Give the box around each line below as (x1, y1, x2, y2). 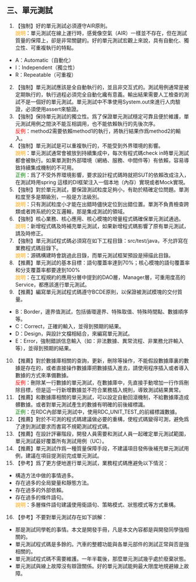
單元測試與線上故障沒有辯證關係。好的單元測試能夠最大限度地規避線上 (15, 562, 184, 569)
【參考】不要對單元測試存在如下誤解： (15, 514, 107, 521)
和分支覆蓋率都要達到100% (15, 266, 80, 273)
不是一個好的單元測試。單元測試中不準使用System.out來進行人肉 (20, 98, 176, 105)
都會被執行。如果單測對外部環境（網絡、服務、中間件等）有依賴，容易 (15, 157, 184, 164)
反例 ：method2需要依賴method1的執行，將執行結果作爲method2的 (15, 128, 176, 135)
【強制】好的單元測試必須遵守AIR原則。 (15, 22, 111, 29)
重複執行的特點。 (35, 44, 77, 51)
